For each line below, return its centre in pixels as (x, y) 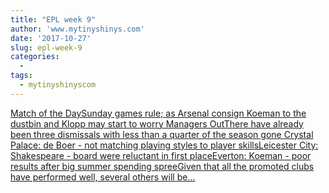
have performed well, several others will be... (103, 177)
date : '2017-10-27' (51, 38)
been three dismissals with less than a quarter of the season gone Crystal (162, 134)
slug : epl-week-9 (46, 47)
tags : (21, 76)
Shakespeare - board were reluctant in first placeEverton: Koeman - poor (161, 155)
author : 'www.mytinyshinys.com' (77, 29)
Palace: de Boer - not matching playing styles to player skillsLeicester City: (164, 145)
